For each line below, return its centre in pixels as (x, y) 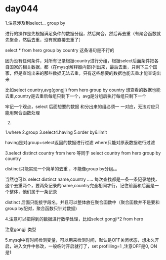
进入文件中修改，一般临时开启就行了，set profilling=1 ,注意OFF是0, (82, 246)
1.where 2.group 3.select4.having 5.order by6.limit (56, 132)
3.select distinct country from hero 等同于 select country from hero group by (83, 153)
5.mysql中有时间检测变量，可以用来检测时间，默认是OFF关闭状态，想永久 (80, 240)
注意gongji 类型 (21, 229)
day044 (22, 9)
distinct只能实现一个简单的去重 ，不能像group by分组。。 (62, 168)
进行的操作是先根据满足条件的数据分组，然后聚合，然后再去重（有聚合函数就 (83, 33)
